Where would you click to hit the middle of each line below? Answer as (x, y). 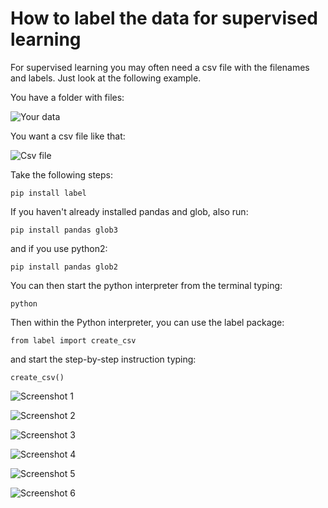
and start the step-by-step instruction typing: (103, 359)
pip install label (48, 193)
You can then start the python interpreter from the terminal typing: (146, 285)
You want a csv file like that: (68, 136)
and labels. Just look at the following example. (106, 78)
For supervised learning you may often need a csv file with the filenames (160, 67)
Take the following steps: (62, 174)
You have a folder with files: (67, 97)
